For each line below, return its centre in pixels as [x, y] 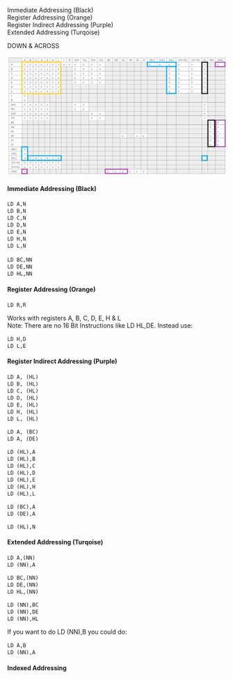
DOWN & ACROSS [33, 46]
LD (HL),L [22, 494]
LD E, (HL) [23, 405]
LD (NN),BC [23, 605]
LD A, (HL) [23, 377]
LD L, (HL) [23, 419]
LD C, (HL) [23, 391]
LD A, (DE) [23, 438]
